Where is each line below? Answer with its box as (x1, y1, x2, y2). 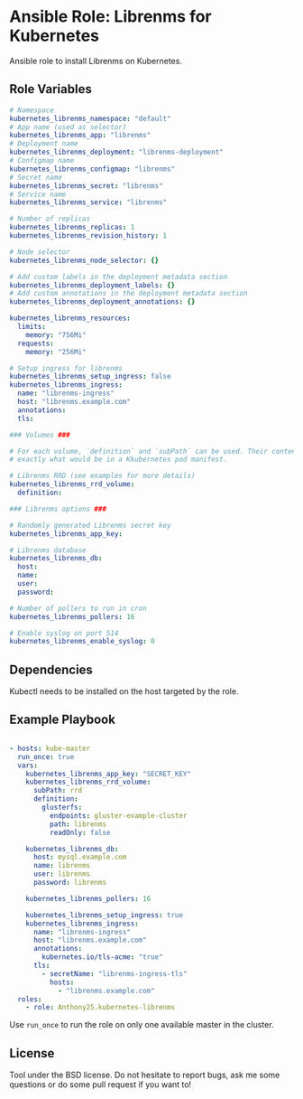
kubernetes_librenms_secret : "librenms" (9, 181, 164, 191)
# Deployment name (9, 139, 78, 148)
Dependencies (9, 662, 93, 677)
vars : (17, 761, 39, 770)
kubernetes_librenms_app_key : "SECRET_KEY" (25, 769, 192, 778)
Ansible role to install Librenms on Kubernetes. (9, 55, 183, 66)
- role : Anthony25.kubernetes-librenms (25, 1003, 176, 1012)
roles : (17, 994, 42, 1004)
